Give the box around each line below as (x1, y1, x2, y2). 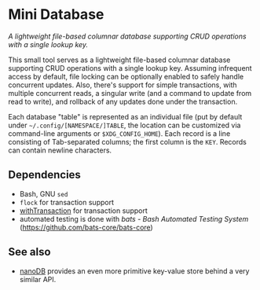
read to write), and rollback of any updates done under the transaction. (8, 97, 238, 106)
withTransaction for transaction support (19, 206, 148, 215)
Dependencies (8, 168, 81, 182)
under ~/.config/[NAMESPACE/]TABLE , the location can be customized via (8, 120, 241, 130)
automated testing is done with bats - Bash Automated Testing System (19, 214, 249, 223)
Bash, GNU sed (19, 189, 68, 198)
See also (8, 245, 51, 259)
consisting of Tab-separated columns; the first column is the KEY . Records (8, 137, 247, 146)
